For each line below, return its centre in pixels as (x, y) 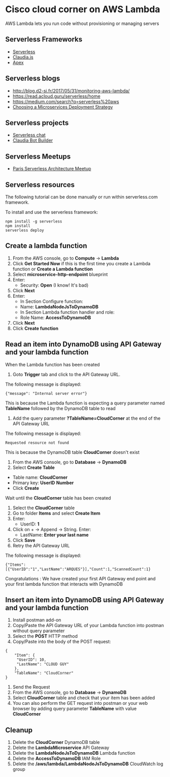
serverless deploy (25, 230)
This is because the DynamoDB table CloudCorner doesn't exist (72, 452)
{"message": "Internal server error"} (46, 393)
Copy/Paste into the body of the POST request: (62, 642)
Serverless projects (37, 123)
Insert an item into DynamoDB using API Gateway (85, 600)
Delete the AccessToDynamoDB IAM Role (57, 759)
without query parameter (39, 631)
